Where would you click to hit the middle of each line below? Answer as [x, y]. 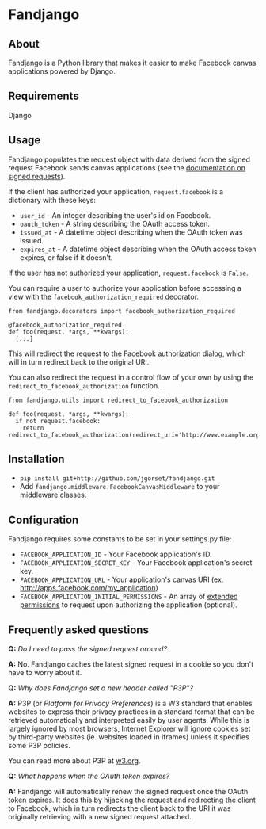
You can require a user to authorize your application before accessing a [125, 288]
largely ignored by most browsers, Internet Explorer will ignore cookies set [129, 729]
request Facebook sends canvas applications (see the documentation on [127, 167]
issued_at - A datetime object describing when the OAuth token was [131, 232]
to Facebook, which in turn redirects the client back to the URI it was [120, 808]
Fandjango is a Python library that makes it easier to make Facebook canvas [132, 63]
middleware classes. [53, 495]
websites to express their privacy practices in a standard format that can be [131, 712]
